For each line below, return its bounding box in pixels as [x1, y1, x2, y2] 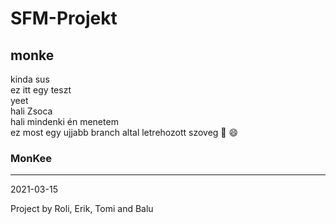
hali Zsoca [10, 105, 53, 117]
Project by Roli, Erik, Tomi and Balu [10, 203, 154, 215]
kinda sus [10, 73, 50, 85]
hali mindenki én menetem [10, 116, 119, 127]
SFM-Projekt [10, 7, 118, 30]
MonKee [10, 151, 53, 165]
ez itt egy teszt [10, 84, 72, 96]
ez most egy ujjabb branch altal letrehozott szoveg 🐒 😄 [10, 127, 239, 138]
